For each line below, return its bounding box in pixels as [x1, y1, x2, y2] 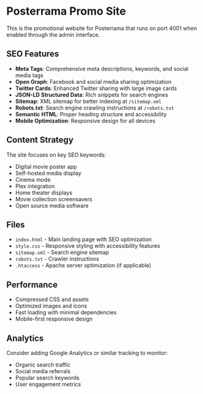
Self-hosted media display [15, 169, 81, 177]
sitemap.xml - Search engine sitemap [15, 249, 109, 256]
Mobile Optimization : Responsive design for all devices [15, 117, 156, 124]
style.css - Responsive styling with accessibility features [15, 242, 160, 250]
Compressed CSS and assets [15, 295, 89, 303]
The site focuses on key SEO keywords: [6, 151, 106, 158]
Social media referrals [15, 368, 71, 374]
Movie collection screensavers [15, 195, 93, 203]
